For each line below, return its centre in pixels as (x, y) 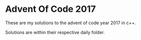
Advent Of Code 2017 (51, 9)
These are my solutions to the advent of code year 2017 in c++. (71, 23)
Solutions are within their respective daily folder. (55, 32)
